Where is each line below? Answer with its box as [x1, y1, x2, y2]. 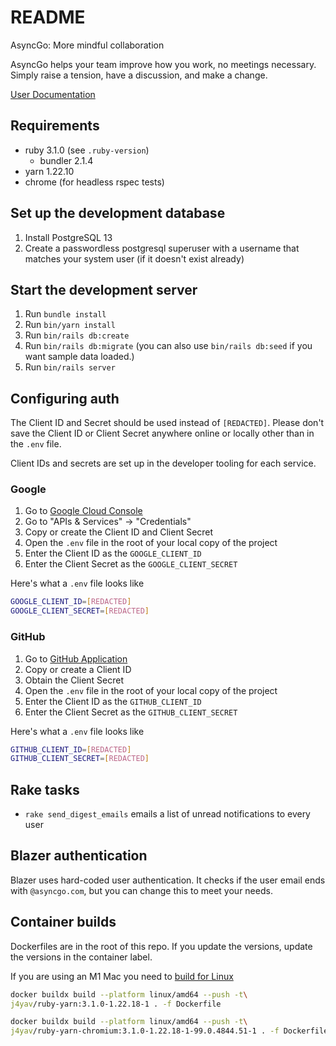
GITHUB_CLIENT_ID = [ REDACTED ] [10, 744, 132, 755]
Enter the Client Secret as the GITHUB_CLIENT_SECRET [24, 706, 238, 718]
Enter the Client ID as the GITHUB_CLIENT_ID [24, 695, 202, 707]
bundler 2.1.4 [39, 154, 94, 166]
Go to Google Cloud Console [24, 505, 143, 517]
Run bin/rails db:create [24, 329, 130, 341]
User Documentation [10, 88, 96, 100]
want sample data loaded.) [24, 351, 135, 363]
